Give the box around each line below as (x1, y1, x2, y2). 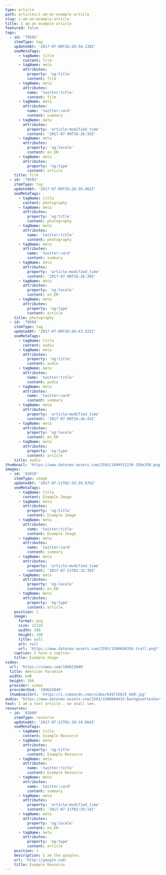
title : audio (14, 458, 41, 463)
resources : (5, 705, 28, 711)
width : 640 (9, 673, 32, 679)
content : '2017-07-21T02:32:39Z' (27, 568, 96, 573)
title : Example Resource (14, 862, 65, 867)
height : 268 (9, 678, 35, 683)
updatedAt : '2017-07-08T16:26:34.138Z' (14, 44, 96, 49)
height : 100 (18, 632, 43, 637)
